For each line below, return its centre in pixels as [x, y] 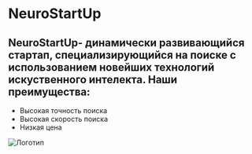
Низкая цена [41, 127]
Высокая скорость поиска [64, 119]
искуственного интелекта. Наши [93, 79]
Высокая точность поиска [63, 110]
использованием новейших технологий [111, 67]
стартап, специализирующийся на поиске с [122, 55]
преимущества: [49, 92]
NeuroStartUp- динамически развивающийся [126, 43]
